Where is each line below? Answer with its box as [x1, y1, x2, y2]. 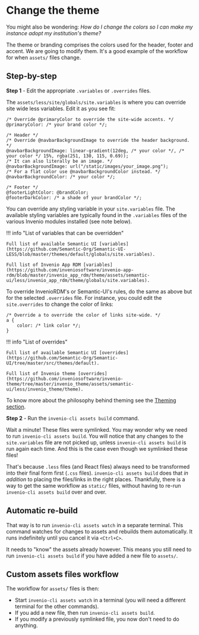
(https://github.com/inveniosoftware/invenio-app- [6, 267, 134, 273]
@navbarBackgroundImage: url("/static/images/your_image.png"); [6, 163, 169, 169]
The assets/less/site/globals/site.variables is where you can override [6, 98, 186, 106]
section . [6, 403, 26, 410]
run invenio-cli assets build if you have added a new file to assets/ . [6, 552, 178, 559]
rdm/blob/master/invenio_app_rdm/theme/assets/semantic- [6, 272, 150, 278]
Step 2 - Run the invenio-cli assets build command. [6, 414, 140, 422]
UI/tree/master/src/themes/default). [6, 360, 100, 366]
